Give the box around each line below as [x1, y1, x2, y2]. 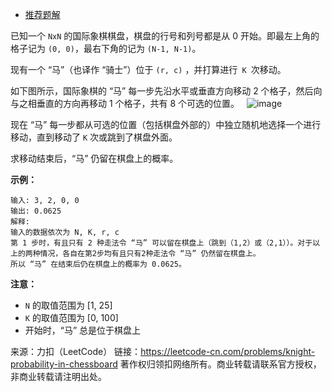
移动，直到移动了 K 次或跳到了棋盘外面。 [10, 131, 178, 143]
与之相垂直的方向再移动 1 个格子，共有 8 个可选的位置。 [10, 98, 240, 109]
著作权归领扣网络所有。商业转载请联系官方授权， [119, 358, 322, 370]
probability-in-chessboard [10, 358, 118, 370]
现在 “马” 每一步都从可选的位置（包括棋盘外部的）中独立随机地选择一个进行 [10, 119, 322, 130]
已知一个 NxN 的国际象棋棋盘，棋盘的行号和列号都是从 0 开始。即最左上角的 [10, 30, 320, 42]
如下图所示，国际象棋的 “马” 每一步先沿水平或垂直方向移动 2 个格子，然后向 [10, 85, 323, 97]
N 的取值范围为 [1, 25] [24, 299, 113, 311]
